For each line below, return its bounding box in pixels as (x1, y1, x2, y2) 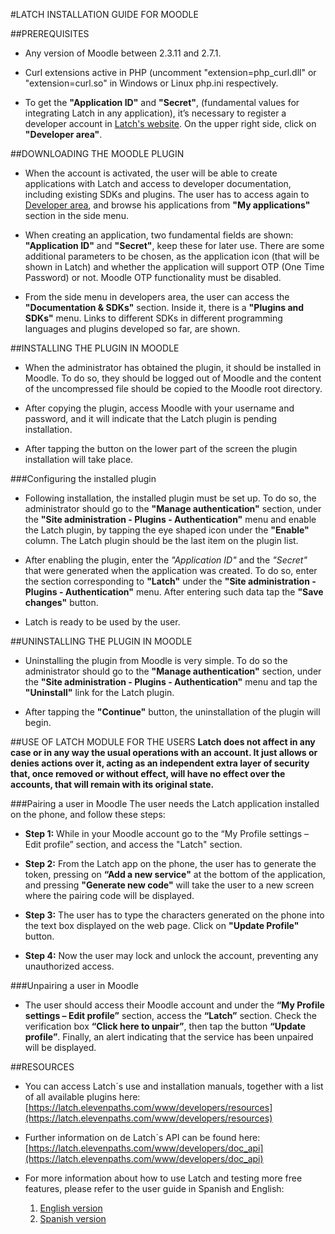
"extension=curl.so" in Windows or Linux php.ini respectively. (24, 77, 279, 89)
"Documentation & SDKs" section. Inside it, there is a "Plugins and (24, 302, 305, 313)
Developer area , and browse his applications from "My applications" (24, 199, 311, 211)
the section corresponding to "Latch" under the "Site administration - (24, 575, 317, 587)
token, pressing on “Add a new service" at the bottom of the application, (24, 869, 326, 880)
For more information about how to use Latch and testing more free (24, 1172, 303, 1184)
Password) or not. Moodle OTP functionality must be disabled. (24, 272, 282, 283)
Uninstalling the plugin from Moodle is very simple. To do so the (24, 655, 288, 666)
